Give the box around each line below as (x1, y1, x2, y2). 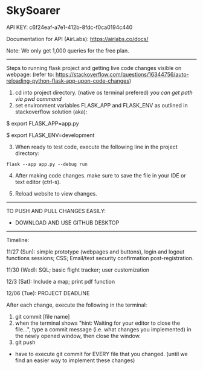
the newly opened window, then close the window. (14, 332, 141, 339)
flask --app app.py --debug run (6, 161, 88, 167)
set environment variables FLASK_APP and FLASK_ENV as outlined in (14, 101, 188, 109)
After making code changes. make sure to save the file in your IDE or (14, 171, 186, 179)
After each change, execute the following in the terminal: (6, 301, 147, 308)
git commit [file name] (14, 313, 70, 320)
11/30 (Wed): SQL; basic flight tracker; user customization (6, 266, 150, 273)
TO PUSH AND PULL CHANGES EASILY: (6, 207, 106, 214)
